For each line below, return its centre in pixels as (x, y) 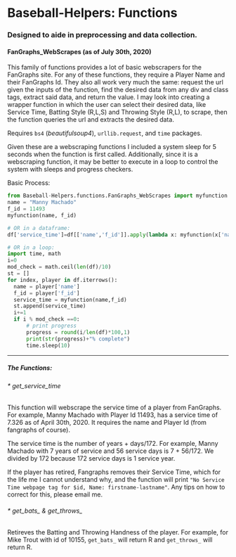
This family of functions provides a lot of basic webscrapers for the (105, 68)
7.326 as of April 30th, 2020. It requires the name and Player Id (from (107, 423)
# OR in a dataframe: (39, 228)
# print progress (51, 326)
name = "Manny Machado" (42, 203)
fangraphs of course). (39, 430)
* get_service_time (34, 385)
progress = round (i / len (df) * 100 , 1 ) (78, 332)
